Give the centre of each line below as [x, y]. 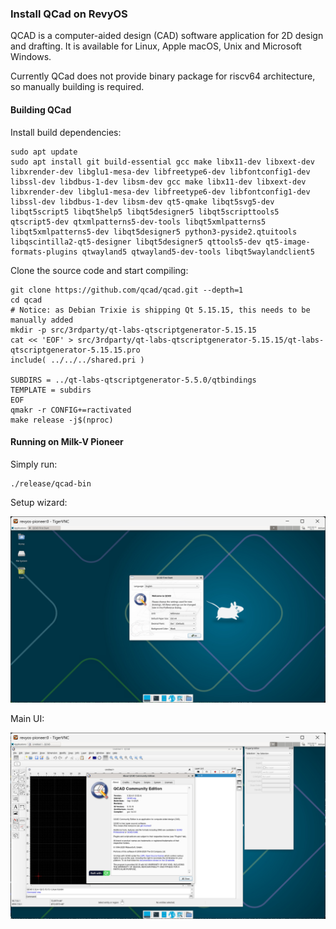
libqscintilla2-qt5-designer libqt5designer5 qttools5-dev [136, 242]
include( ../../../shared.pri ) [77, 360]
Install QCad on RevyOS [69, 14]
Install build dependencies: [66, 132]
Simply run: [34, 464]
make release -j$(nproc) [62, 420]
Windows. [31, 57]
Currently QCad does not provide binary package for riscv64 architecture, [163, 76]
